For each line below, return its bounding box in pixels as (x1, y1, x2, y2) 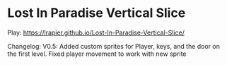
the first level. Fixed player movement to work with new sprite (7, 49, 187, 58)
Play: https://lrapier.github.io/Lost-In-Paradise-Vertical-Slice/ (7, 28, 185, 37)
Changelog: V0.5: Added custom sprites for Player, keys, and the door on (7, 42, 221, 50)
